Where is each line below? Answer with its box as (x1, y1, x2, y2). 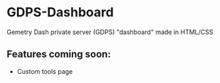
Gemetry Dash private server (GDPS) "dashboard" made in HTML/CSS (6, 28, 214, 36)
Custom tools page (16, 67, 73, 75)
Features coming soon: (6, 48, 111, 60)
